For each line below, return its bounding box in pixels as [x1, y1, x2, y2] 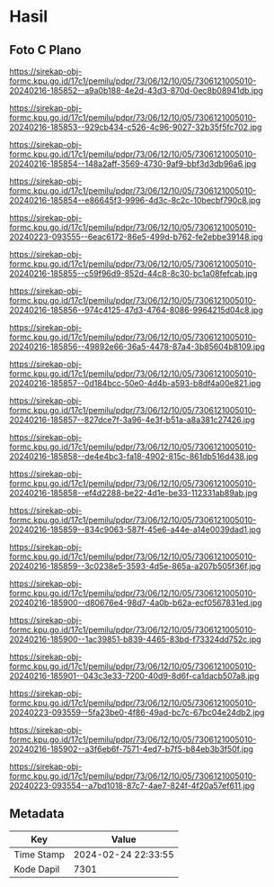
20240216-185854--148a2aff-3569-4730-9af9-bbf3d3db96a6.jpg [9, 158, 257, 168]
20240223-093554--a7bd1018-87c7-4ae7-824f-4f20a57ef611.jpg [9, 781, 255, 791]
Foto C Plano [9, 42, 82, 58]
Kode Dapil [13, 863, 60, 875]
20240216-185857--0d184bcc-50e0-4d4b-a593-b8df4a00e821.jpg [9, 378, 261, 388]
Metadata [9, 806, 65, 821]
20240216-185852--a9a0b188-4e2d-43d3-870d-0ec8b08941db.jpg [9, 86, 263, 95]
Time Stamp [13, 848, 66, 861]
